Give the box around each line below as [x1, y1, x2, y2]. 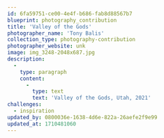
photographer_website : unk [7, 43, 86, 49]
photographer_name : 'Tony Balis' [7, 29, 105, 37]
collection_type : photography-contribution [7, 36, 136, 43]
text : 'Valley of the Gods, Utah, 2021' [32, 95, 151, 102]
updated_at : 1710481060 [7, 120, 77, 128]
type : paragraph [20, 68, 68, 75]
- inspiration [13, 107, 54, 114]
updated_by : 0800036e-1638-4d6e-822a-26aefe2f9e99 [7, 114, 158, 121]
